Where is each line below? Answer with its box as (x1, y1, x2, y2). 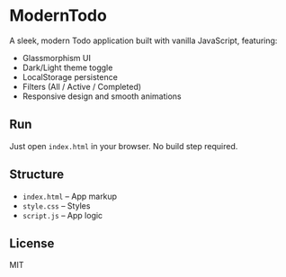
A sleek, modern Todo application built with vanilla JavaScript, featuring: (9, 35, 278, 46)
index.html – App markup (22, 191, 118, 201)
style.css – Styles (22, 200, 91, 211)
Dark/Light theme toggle (22, 62, 113, 73)
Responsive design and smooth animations (22, 91, 182, 102)
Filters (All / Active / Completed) (22, 81, 142, 92)
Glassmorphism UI (22, 52, 92, 63)
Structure (9, 167, 65, 183)
